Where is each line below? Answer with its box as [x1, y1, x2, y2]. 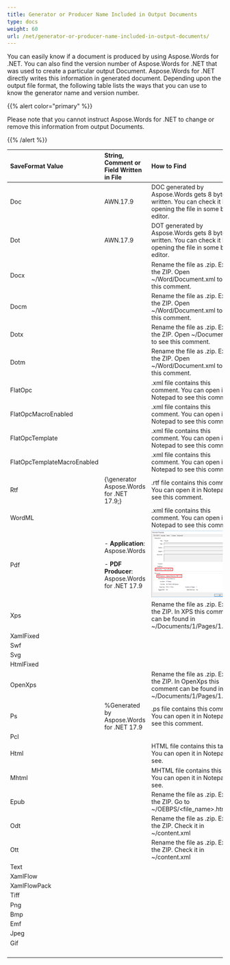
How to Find [151, 162, 187, 171]
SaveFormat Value [10, 162, 64, 171]
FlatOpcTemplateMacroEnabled [10, 458, 99, 466]
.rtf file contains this [151, 478, 207, 487]
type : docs [7, 18, 38, 25]
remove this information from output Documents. [7, 123, 145, 131]
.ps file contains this [151, 705, 208, 713]
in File [104, 173, 122, 181]
